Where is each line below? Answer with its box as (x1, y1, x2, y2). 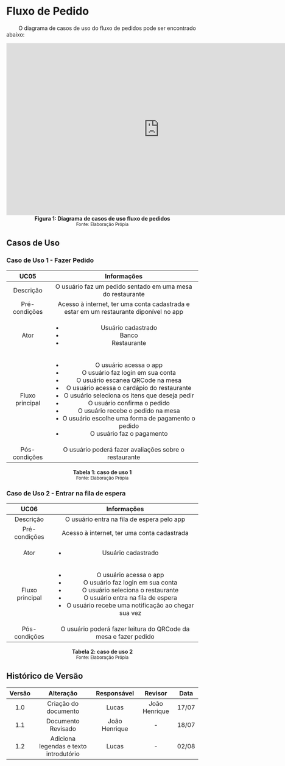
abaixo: (6, 30, 25, 38)
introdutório (46, 750, 80, 758)
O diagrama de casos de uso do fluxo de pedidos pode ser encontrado (18, 24, 196, 32)
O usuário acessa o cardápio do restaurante (66, 383, 192, 392)
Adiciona (50, 734, 76, 743)
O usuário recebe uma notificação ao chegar (66, 601, 194, 609)
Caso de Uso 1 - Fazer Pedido (6, 256, 94, 264)
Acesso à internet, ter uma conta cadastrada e (57, 300, 190, 308)
